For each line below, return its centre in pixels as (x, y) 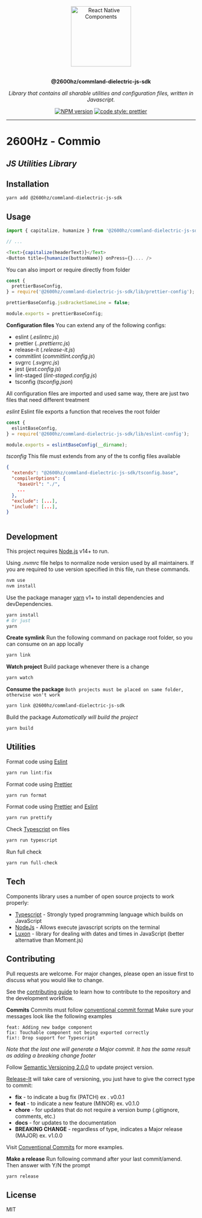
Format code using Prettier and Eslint (52, 807)
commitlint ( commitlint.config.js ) (55, 356)
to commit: (20, 1085)
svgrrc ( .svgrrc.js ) (37, 362)
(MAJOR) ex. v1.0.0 (39, 1135)
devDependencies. (29, 604)
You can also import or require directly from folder (68, 269)
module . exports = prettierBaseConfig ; (55, 314)
